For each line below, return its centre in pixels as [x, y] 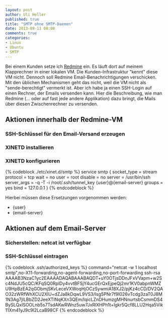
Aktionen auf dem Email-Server [56, 229]
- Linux [13, 43]
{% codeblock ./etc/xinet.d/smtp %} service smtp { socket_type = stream [81, 172]
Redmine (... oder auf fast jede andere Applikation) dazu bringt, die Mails [80, 98]
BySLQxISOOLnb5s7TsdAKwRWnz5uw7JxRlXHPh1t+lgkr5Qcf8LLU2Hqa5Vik [84, 304]
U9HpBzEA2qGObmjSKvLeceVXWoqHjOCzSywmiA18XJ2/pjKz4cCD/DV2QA [84, 289]
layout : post [19, 10]
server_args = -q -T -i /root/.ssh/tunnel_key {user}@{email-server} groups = [84, 183]
